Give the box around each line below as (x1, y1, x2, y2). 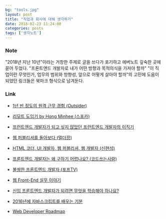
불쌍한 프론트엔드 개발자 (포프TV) (12, 166, 78, 172)
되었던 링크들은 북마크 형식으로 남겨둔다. (5, 78, 84, 84)
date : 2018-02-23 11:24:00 (5, 21, 61, 26)
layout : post (5, 12, 32, 17)
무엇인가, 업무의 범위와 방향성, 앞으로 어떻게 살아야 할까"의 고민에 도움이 (18, 71, 159, 77)
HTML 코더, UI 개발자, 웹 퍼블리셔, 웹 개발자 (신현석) (12, 145, 115, 151)
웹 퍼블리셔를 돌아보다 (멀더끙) (12, 134, 72, 140)
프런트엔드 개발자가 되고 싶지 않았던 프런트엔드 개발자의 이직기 (12, 123, 134, 130)
